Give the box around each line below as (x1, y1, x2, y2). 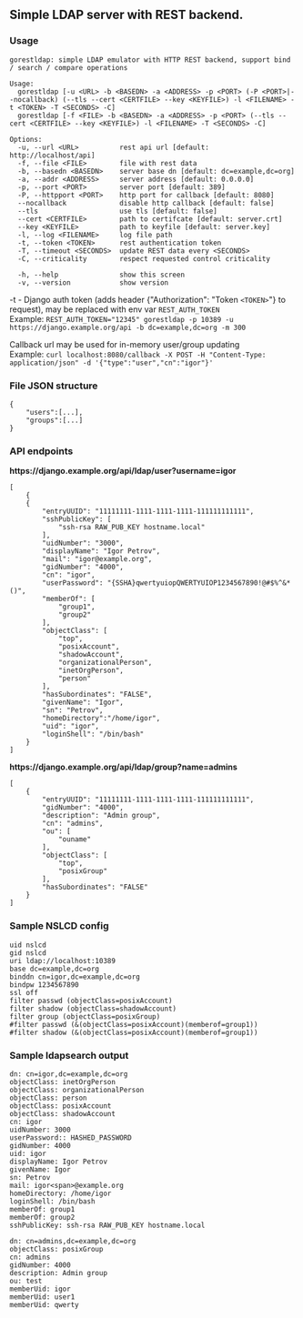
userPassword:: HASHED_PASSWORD (9, 1132, 132, 1142)
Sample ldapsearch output (9, 1049, 129, 1061)
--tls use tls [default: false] (17, 206, 218, 216)
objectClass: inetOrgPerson (9, 1077, 116, 1086)
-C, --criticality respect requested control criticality (17, 254, 271, 263)
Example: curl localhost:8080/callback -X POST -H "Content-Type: (9, 348, 267, 359)
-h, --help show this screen (17, 270, 185, 279)
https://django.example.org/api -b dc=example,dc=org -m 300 (9, 323, 247, 332)
